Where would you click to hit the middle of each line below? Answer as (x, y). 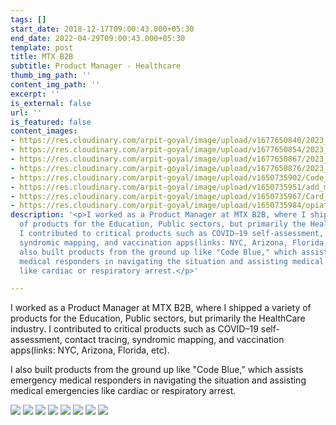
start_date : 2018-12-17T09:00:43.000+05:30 (102, 29)
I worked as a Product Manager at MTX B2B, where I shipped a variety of (161, 308)
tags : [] (28, 19)
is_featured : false (51, 122)
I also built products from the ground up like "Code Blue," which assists (157, 370)
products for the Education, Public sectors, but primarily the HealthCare (158, 318)
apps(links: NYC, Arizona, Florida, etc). (90, 350)
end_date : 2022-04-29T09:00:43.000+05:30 (98, 38)
